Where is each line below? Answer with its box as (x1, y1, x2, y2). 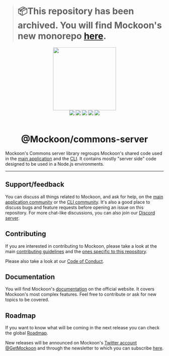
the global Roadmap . (5, 330, 48, 336)
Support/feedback (5, 180, 64, 189)
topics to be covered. (5, 297, 49, 303)
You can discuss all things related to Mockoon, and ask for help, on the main (5, 193, 163, 199)
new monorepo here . (17, 30, 107, 42)
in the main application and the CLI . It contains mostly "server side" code (5, 156, 157, 162)
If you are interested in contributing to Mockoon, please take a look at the (5, 243, 157, 249)
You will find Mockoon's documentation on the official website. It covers (5, 286, 155, 292)
